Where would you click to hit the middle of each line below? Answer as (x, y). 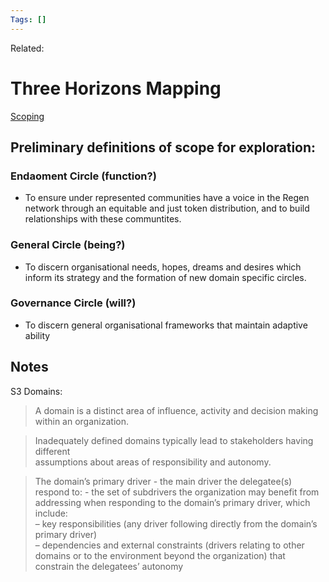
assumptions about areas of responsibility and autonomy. (153, 462)
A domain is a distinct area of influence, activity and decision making (176, 410)
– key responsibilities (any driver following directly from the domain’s (176, 523)
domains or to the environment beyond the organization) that (160, 555)
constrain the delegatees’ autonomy (109, 566)
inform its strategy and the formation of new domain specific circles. (165, 277)
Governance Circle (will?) (73, 303)
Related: (27, 48)
